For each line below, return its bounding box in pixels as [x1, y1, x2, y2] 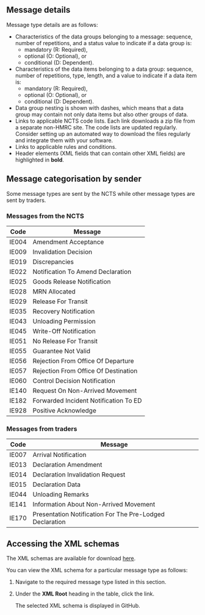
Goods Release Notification [32, 277, 111, 286]
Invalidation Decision [32, 247, 93, 256]
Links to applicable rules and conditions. [15, 143, 117, 150]
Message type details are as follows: [6, 21, 99, 28]
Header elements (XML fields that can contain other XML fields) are [15, 149, 185, 157]
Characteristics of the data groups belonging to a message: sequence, [15, 33, 193, 40]
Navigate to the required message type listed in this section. [15, 578, 167, 586]
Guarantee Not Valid [32, 347, 90, 355]
